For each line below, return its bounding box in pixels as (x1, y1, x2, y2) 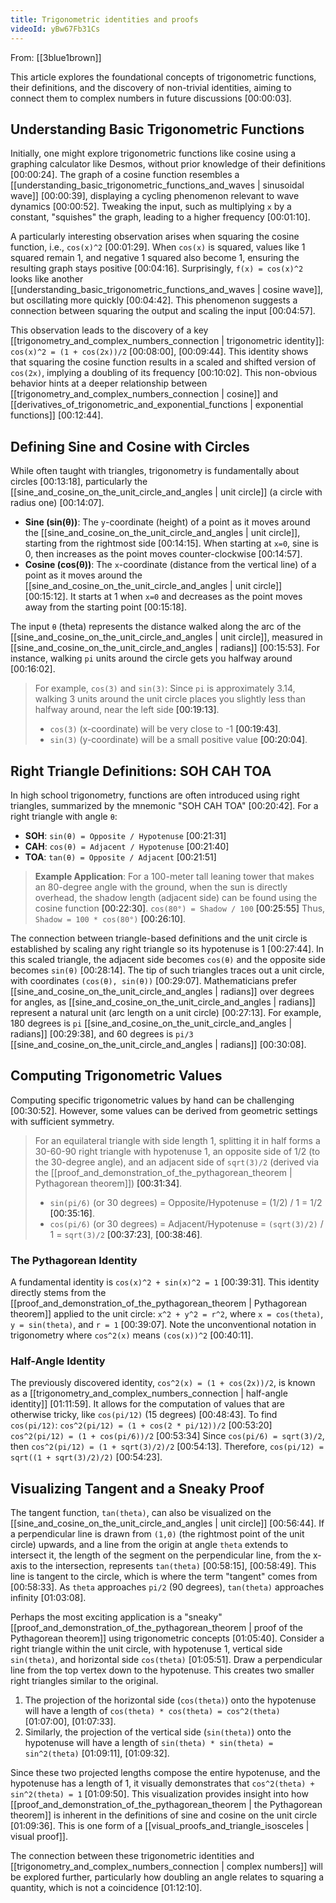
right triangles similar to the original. (10, 1675, 159, 1687)
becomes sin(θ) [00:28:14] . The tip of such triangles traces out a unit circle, (10, 964, 325, 976)
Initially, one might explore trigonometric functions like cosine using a (10, 147, 297, 160)
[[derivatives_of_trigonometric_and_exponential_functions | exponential (10, 399, 304, 411)
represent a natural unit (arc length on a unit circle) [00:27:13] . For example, (10, 1006, 322, 1018)
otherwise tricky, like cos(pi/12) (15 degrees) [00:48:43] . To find (10, 1409, 278, 1421)
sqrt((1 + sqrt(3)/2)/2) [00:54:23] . (10, 1451, 163, 1463)
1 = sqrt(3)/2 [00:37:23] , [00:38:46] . (49, 1228, 203, 1240)
